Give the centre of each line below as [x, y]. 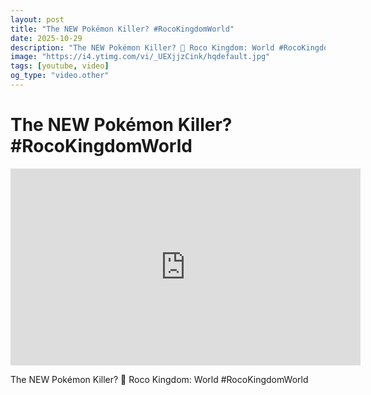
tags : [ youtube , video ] [60, 66]
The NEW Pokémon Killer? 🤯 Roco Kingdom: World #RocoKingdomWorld [159, 379]
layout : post [37, 19]
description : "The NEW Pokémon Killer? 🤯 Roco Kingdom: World [142, 47]
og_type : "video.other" [60, 76]
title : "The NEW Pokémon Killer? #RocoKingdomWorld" [122, 29]
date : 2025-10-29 [46, 38]
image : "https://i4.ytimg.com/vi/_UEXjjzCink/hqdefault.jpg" [140, 57]
